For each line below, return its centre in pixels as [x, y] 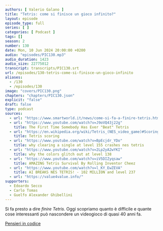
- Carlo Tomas [24, 190]
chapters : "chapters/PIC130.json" [40, 95]
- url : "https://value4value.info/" [46, 177]
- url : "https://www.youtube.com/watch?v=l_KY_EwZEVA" [66, 168]
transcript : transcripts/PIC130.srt [42, 69]
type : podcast [19, 109]
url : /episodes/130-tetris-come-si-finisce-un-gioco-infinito [69, 73]
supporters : [17, 181]
